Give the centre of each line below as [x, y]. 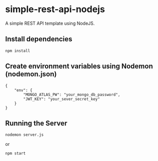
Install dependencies [39, 39]
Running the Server [36, 123]
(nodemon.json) [31, 74]
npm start [16, 153]
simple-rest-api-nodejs [55, 9]
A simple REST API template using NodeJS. [50, 23]
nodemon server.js [24, 135]
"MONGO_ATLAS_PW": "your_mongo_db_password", [72, 94]
